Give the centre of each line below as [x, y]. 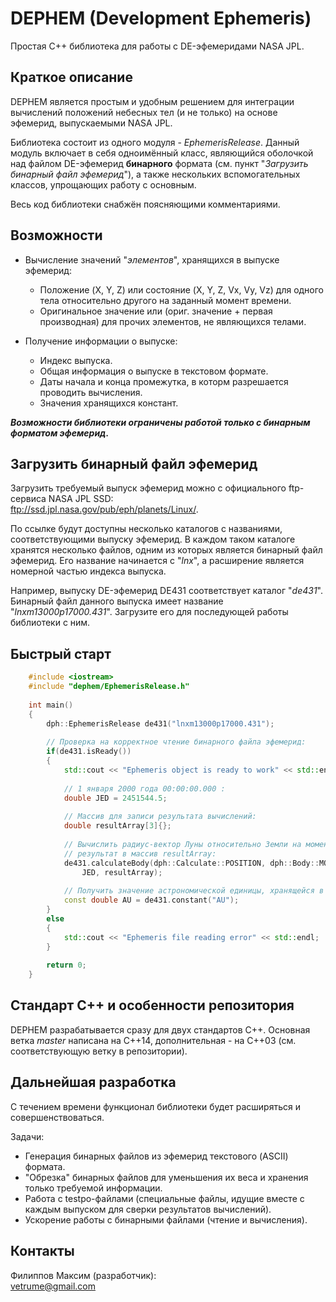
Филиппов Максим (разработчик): [83, 1275]
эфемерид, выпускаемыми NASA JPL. [91, 123]
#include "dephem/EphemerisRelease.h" [109, 687]
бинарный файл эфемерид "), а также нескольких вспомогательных [155, 174]
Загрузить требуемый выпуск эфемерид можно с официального [148, 488]
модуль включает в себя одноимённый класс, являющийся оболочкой [162, 153]
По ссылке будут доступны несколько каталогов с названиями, [146, 529]
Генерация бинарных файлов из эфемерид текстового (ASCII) [156, 1156]
